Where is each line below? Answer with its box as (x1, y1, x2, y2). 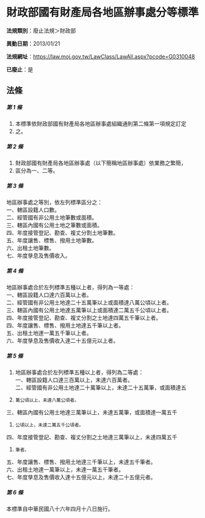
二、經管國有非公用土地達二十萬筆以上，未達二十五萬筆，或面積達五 (15, 384, 187, 391)
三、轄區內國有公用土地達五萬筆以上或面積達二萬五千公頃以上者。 (6, 306, 172, 314)
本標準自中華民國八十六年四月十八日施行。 (6, 505, 113, 513)
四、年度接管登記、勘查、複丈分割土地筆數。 (6, 229, 119, 237)
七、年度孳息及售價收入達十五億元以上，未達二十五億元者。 (6, 473, 156, 481)
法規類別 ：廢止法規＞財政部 (6, 27, 76, 34)
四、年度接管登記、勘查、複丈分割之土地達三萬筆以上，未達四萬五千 (6, 434, 178, 441)
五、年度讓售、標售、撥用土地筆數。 (6, 237, 98, 244)
